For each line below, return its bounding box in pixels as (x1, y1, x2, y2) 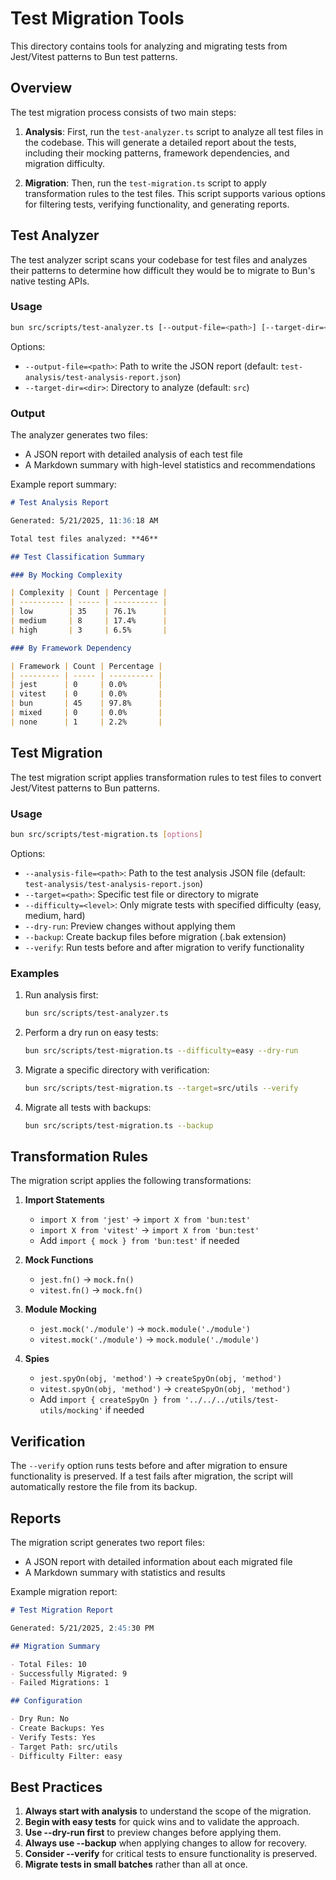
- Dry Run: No (10, 1714, 70, 1724)
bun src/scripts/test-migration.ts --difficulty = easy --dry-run (24, 1045, 299, 1056)
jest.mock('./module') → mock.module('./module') (39, 1323, 251, 1335)
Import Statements (24, 1194, 105, 1206)
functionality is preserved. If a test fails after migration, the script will (10, 1470, 293, 1482)
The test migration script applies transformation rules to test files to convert (10, 771, 322, 783)
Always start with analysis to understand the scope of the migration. (24, 1805, 312, 1817)
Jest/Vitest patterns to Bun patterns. (10, 782, 160, 794)
